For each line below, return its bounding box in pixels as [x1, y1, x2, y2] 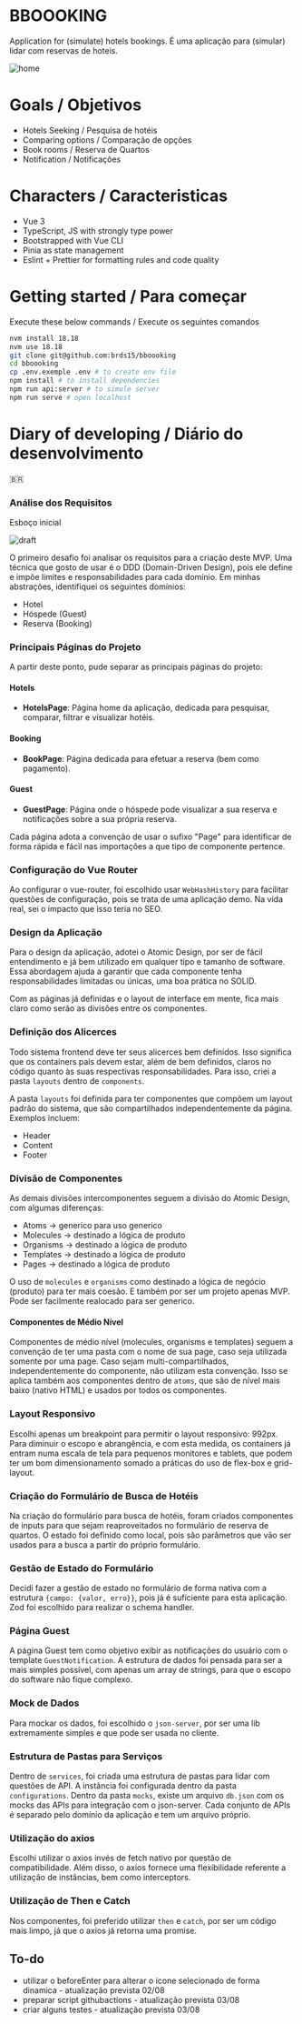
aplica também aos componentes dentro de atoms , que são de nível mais [9, 1375, 280, 1387]
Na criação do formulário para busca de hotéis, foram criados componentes [9, 1510, 294, 1521]
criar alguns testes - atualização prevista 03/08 [22, 2004, 200, 2015]
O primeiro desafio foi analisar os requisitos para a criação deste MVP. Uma [9, 552, 293, 563]
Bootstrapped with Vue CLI [22, 235, 124, 245]
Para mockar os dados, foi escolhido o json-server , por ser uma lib [9, 1718, 260, 1728]
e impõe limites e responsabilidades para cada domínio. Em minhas [9, 571, 261, 582]
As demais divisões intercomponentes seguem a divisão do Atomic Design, [9, 1193, 290, 1204]
